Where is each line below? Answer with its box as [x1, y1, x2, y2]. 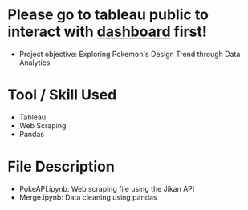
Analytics [18, 58, 51, 67]
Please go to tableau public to [7, 6, 209, 24]
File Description [7, 158, 116, 176]
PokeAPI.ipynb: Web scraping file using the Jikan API [18, 184, 195, 193]
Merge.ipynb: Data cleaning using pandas [18, 192, 157, 202]
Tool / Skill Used [7, 86, 117, 104]
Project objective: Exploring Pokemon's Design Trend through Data [18, 49, 241, 59]
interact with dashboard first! [7, 22, 208, 41]
